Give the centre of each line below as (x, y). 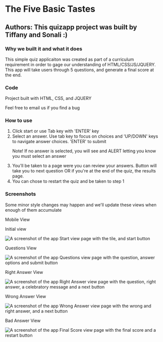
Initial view (16, 229)
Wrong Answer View (26, 296)
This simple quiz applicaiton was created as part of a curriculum (70, 59)
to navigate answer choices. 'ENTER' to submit (59, 142)
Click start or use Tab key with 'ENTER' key (55, 131)
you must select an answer (39, 156)
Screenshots (20, 194)
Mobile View (18, 220)
